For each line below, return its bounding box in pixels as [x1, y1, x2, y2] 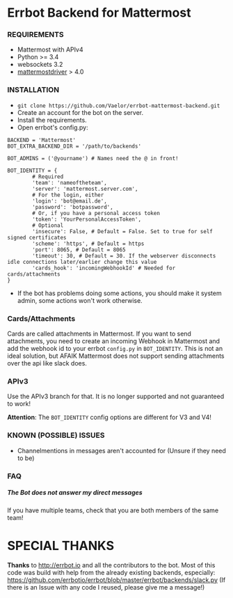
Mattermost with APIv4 [17, 45, 83, 54]
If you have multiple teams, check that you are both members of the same [7, 506, 219, 514]
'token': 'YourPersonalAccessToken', [32, 216, 141, 223]
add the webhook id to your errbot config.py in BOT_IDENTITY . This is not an [7, 345, 223, 353]
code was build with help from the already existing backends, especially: [7, 568, 216, 576]
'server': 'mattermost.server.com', [32, 185, 138, 192]
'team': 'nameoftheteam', [32, 179, 108, 186]
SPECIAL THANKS [7, 537, 115, 553]
